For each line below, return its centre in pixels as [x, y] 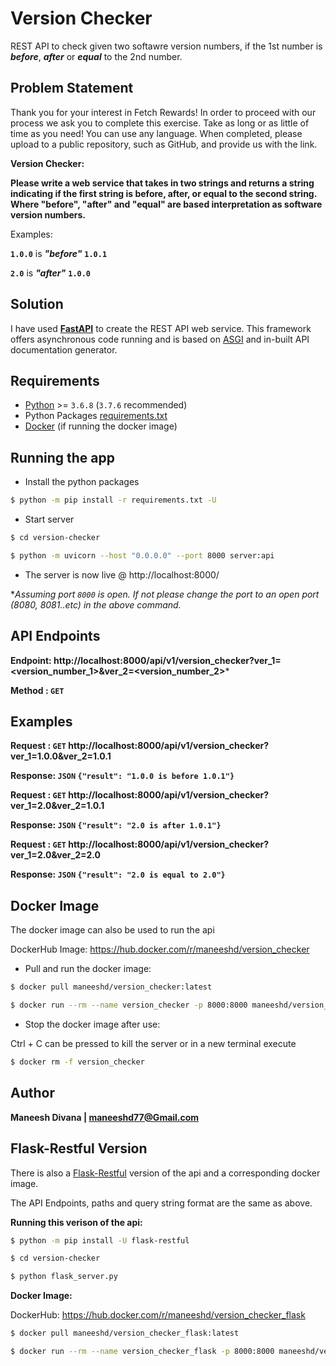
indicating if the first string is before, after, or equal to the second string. [163, 193]
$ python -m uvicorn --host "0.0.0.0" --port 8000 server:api [142, 555]
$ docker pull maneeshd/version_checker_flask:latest [125, 1333]
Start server [49, 519]
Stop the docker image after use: [92, 1024]
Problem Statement [72, 88]
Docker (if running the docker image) [101, 426]
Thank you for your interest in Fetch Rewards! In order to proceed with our [163, 112]
